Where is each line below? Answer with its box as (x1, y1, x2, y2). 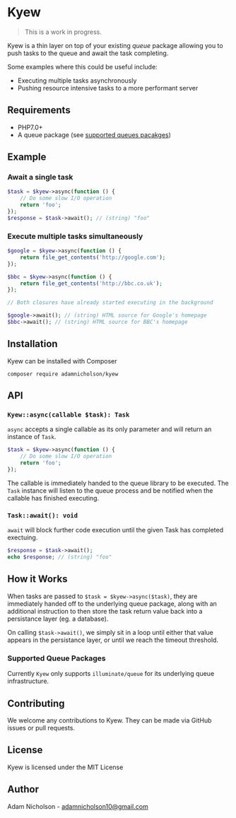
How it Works (7, 573, 68, 585)
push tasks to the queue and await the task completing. (7, 49, 169, 57)
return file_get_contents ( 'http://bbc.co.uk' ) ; (20, 280, 163, 287)
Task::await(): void (7, 511, 78, 520)
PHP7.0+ (17, 123, 44, 132)
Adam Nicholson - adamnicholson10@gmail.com (7, 802, 148, 810)
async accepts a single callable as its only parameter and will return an (7, 425, 212, 433)
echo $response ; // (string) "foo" (7, 554, 112, 561)
